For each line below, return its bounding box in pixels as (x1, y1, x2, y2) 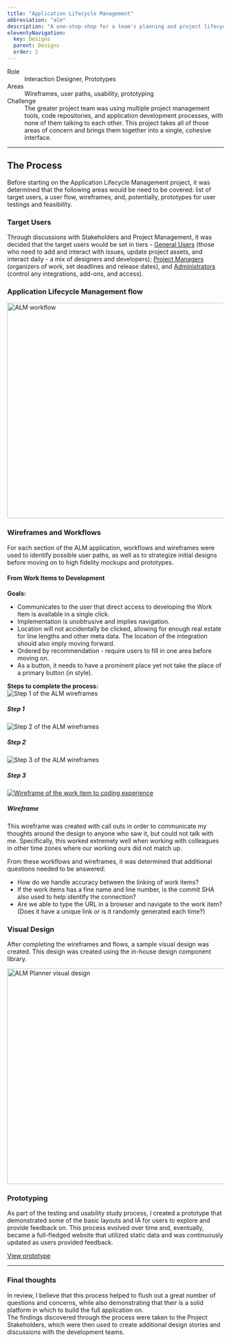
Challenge (7, 97, 36, 105)
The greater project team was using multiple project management (24, 104, 210, 112)
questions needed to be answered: (7, 865, 106, 873)
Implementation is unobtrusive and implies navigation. (16, 617, 170, 625)
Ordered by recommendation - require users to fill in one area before (16, 646, 212, 655)
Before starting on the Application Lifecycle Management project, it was (7, 178, 210, 186)
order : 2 (13, 49, 38, 56)
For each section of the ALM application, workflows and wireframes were (7, 543, 215, 552)
